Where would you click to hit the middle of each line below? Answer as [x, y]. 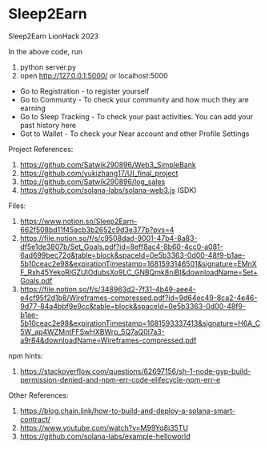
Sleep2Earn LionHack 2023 [54, 36]
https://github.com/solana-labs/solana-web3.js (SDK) [108, 190]
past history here [48, 125]
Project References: [41, 149]
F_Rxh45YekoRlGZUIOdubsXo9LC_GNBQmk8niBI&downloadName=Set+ [139, 272]
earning [32, 108]
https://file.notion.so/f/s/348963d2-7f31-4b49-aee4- [108, 289]
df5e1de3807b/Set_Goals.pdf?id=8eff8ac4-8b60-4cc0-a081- [121, 247]
